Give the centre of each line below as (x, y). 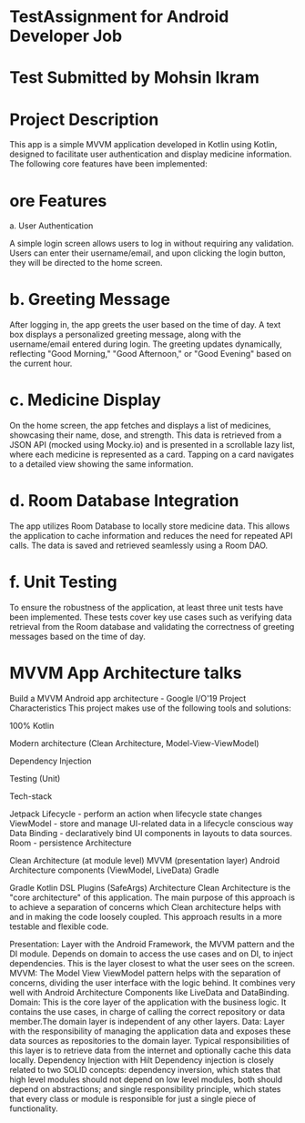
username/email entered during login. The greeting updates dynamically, (146, 344)
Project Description (84, 119)
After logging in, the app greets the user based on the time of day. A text (145, 325)
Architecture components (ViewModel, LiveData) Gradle (115, 870)
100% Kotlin (32, 725)
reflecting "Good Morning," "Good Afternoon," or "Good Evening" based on (151, 354)
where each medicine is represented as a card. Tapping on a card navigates (152, 455)
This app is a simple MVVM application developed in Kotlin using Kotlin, (143, 145)
